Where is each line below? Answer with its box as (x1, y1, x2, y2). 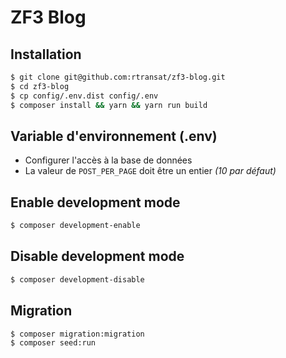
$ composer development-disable (10, 274, 145, 285)
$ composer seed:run (10, 338, 97, 348)
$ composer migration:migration (10, 329, 145, 339)
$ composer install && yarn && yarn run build (10, 100, 208, 110)
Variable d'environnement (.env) (10, 127, 218, 145)
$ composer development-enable (10, 221, 141, 231)
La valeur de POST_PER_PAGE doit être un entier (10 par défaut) (24, 165, 277, 177)
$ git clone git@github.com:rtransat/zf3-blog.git (10, 72, 226, 82)
